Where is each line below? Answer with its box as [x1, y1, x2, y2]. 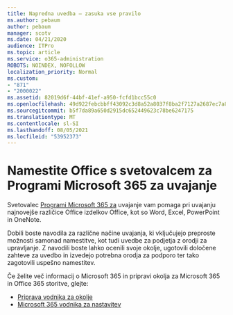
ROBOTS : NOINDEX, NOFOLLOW [7, 62, 85, 69]
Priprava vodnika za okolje [17, 293, 93, 301]
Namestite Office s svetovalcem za [7, 163, 213, 179]
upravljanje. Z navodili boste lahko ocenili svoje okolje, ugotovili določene [7, 244, 216, 252]
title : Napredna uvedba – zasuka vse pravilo [7, 10, 141, 17]
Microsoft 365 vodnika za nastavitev [17, 300, 121, 309]
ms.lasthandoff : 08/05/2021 [7, 127, 89, 134]
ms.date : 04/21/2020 [7, 36, 67, 43]
